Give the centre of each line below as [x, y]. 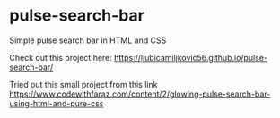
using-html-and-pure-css [57, 103]
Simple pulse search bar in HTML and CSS [88, 40]
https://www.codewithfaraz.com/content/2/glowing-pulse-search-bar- [140, 94]
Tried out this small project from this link [83, 84]
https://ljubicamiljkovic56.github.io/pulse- [190, 57]
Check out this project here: [61, 57]
